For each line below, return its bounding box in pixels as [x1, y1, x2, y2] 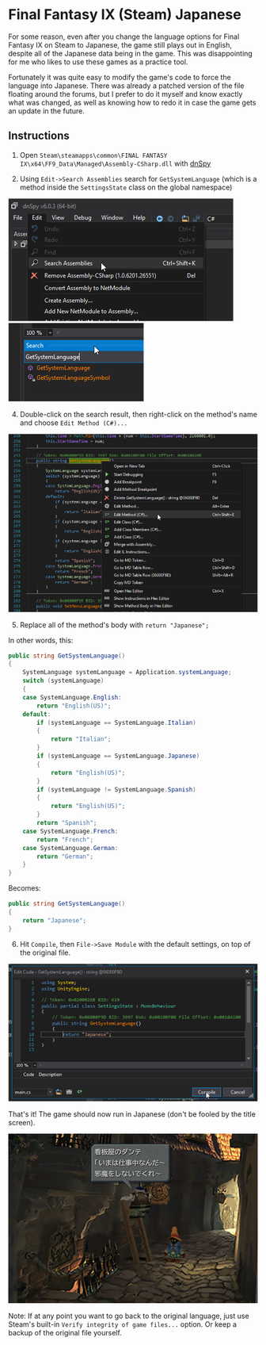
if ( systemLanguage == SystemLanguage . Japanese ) [36, 752, 200, 761]
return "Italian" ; [50, 735, 112, 743]
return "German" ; [36, 853, 93, 860]
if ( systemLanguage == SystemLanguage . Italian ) [36, 718, 196, 726]
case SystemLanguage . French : [22, 827, 119, 835]
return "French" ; [36, 835, 93, 844]
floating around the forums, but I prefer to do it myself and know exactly [8, 89, 243, 98]
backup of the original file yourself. [8, 1328, 123, 1338]
